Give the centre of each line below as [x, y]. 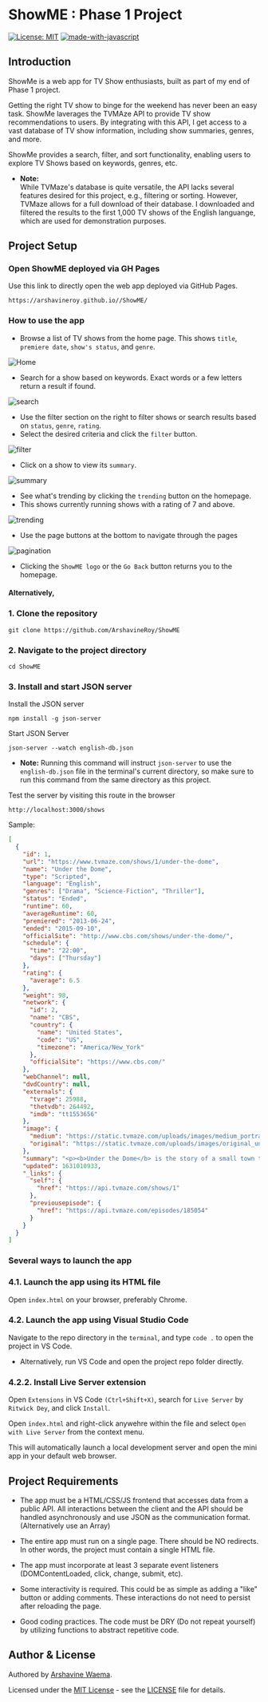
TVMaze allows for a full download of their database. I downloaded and [137, 204]
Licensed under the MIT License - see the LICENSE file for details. [117, 1689]
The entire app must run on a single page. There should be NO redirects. [139, 1541]
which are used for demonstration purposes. [93, 220]
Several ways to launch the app [70, 1261]
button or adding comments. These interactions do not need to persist [135, 1597]
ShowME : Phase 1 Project [95, 15]
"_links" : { [42, 1174]
